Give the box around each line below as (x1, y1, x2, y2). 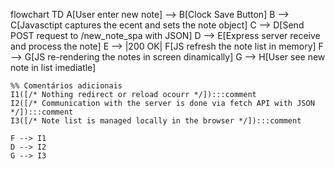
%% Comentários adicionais (10, 81, 123, 91)
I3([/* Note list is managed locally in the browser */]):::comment (10, 116, 302, 126)
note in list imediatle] (10, 62, 97, 73)
